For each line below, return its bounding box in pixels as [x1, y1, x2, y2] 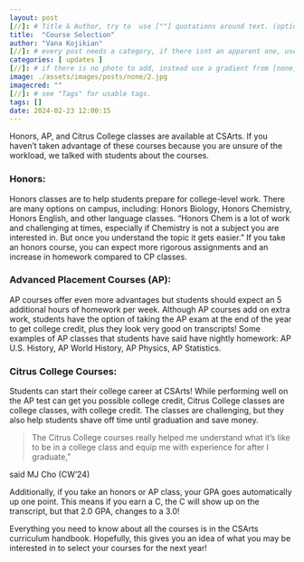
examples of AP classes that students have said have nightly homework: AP [9, 333, 291, 344]
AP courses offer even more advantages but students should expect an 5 [9, 294, 282, 305]
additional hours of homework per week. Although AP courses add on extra [9, 304, 290, 315]
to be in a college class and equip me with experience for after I [31, 441, 270, 453]
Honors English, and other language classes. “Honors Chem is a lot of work [9, 212, 290, 223]
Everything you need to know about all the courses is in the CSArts [9, 523, 259, 535]
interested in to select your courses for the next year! [9, 543, 208, 554]
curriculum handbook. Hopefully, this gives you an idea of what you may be [9, 533, 291, 544]
